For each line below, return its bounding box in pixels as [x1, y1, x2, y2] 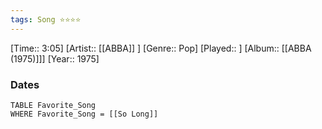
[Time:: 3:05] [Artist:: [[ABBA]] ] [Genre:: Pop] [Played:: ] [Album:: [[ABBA [10, 42, 312, 54]
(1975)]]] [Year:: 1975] [10, 52, 100, 65]
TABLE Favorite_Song [10, 100, 97, 110]
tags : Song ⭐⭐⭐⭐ [10, 14, 82, 25]
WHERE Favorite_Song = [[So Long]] [10, 109, 159, 119]
